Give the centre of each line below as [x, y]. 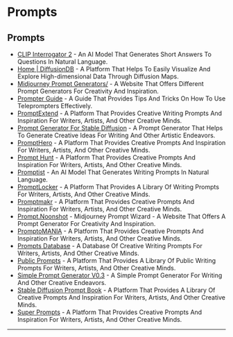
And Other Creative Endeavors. [62, 283]
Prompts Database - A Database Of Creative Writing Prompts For [110, 246]
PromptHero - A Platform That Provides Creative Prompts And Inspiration [121, 142]
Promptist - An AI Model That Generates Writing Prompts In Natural [113, 172]
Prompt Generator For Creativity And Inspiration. [86, 224]
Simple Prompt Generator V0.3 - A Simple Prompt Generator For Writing [120, 275]
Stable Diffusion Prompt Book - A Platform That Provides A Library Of [116, 290]
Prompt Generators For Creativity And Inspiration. [88, 91]
